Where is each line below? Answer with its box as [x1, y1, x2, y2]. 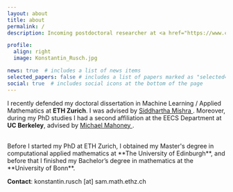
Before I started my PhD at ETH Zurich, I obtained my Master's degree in [7, 142, 214, 150]
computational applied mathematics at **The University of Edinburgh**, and [7, 149, 225, 157]
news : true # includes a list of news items [7, 67, 141, 74]
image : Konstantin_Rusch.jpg [13, 55, 98, 62]
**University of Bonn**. [7, 164, 76, 172]
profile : [7, 42, 33, 49]
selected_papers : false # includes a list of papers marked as [7, 73, 194, 80]
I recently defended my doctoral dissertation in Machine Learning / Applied [7, 99, 222, 107]
